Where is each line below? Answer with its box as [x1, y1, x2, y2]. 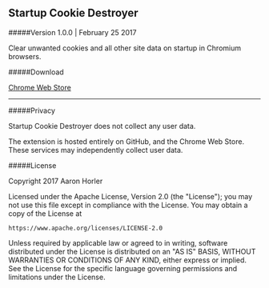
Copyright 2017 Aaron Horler [8, 176, 103, 186]
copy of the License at [8, 208, 82, 218]
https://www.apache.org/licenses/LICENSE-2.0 [8, 224, 163, 232]
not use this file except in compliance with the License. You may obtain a [8, 200, 248, 210]
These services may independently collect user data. [8, 145, 183, 154]
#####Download [8, 67, 64, 77]
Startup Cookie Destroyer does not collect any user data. [8, 121, 196, 130]
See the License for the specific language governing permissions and [8, 263, 238, 273]
